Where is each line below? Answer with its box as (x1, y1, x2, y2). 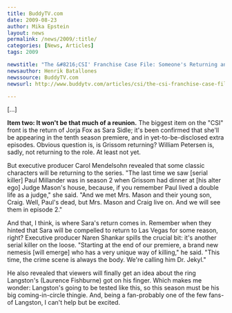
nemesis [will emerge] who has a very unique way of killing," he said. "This (7, 248, 220, 256)
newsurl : (7, 80, 32, 87)
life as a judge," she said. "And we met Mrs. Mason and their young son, (7, 191, 212, 199)
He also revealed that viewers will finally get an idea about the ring (7, 269, 197, 277)
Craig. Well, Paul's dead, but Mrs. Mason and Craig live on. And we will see (7, 198, 221, 207)
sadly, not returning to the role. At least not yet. (7, 148, 142, 156)
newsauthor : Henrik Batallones (7, 67, 97, 75)
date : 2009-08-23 (7, 17, 57, 23)
